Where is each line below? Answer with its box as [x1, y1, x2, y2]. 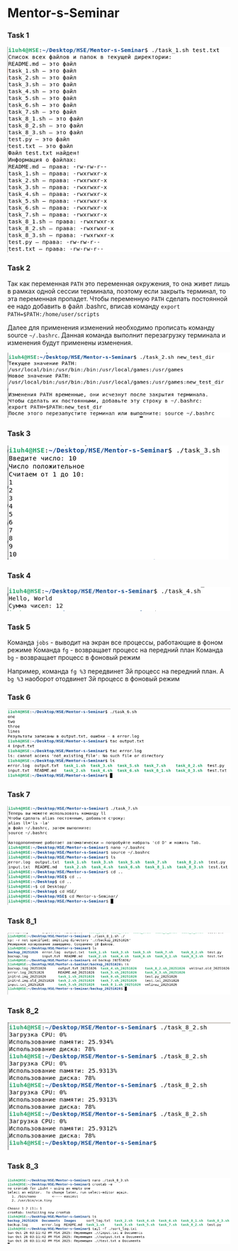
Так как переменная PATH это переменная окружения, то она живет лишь [7, 279, 230, 288]
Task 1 [7, 31, 30, 40]
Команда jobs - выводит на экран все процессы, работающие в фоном [7, 638, 223, 646]
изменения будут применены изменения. [7, 338, 133, 347]
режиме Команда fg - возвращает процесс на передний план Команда [7, 645, 223, 654]
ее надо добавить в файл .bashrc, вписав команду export [7, 302, 181, 310]
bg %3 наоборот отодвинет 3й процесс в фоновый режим [7, 674, 181, 683]
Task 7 [7, 789, 30, 799]
